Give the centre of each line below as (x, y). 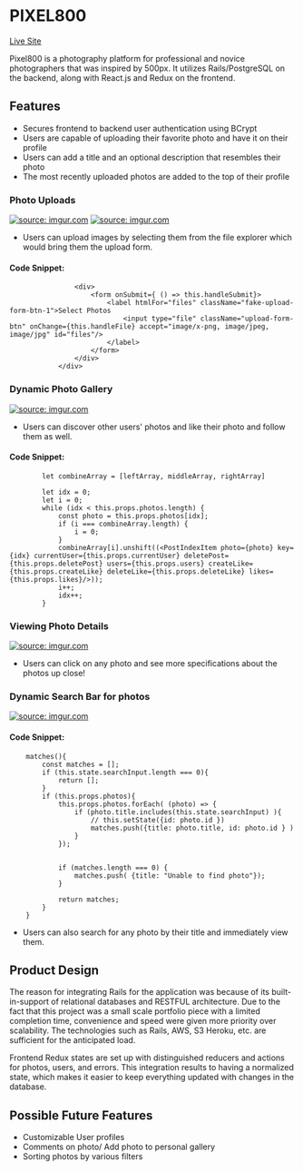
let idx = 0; (67, 492)
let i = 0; (63, 500)
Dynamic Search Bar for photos (80, 696)
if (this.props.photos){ (89, 796)
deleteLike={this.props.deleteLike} (176, 571)
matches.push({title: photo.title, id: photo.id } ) (192, 828)
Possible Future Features (81, 1115)
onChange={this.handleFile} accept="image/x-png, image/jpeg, (150, 327)
